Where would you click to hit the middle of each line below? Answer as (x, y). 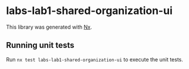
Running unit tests (40, 45)
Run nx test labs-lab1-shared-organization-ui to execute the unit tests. (95, 59)
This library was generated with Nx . (49, 27)
